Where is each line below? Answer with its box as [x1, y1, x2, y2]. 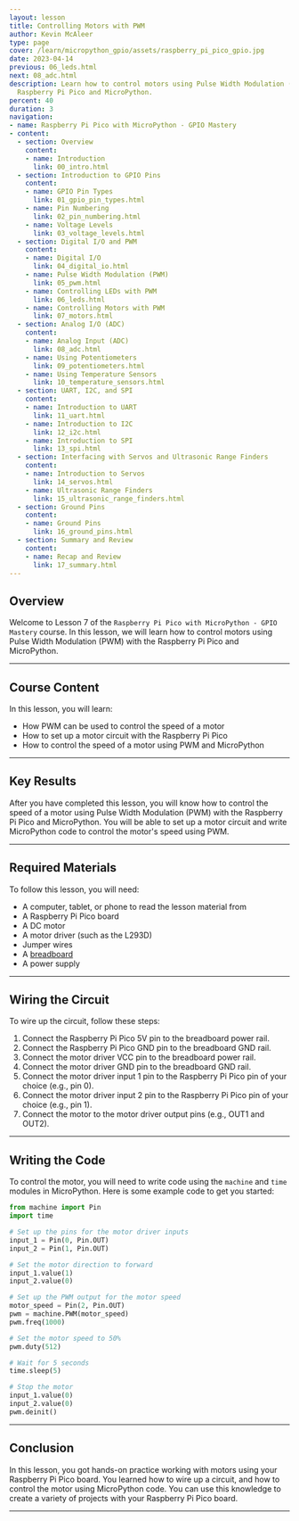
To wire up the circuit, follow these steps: [9, 1016, 160, 1027]
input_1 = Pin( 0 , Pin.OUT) [9, 1236, 109, 1244]
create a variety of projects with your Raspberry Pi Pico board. [9, 1492, 238, 1503]
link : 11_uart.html [32, 411, 105, 420]
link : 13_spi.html [32, 444, 101, 453]
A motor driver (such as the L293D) [21, 930, 153, 940]
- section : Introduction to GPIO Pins [17, 170, 162, 179]
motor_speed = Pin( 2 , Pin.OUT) [9, 1302, 125, 1310]
